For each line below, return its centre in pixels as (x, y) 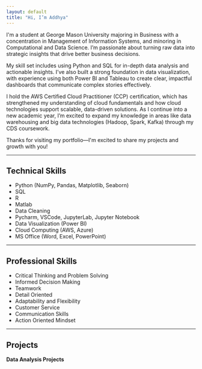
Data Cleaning (32, 211)
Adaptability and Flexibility (48, 301)
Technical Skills (36, 171)
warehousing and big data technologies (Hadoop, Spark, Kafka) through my (100, 122)
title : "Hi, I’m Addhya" (37, 17)
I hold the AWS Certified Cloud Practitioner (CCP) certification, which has (97, 96)
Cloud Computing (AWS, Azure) (54, 230)
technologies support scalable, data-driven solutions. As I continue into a (97, 109)
